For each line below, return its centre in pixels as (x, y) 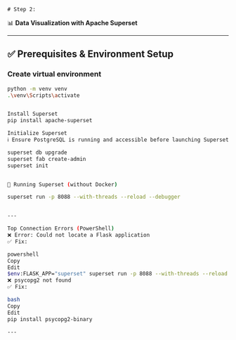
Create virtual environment (54, 74)
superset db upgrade (38, 152)
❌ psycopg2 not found (39, 280)
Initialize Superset (38, 133)
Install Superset (33, 114)
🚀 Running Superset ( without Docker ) (63, 184)
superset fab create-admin (47, 159)
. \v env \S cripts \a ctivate (44, 95)
